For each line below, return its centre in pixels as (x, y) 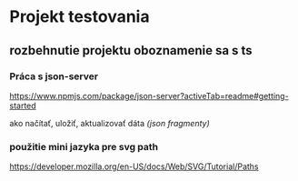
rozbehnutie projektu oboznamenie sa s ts (131, 50)
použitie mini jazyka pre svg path (84, 146)
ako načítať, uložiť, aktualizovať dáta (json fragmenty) (110, 123)
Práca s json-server (54, 76)
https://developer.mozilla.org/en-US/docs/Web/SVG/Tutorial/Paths (134, 166)
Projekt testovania (79, 17)
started (23, 106)
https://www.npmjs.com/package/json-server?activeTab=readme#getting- (149, 96)
